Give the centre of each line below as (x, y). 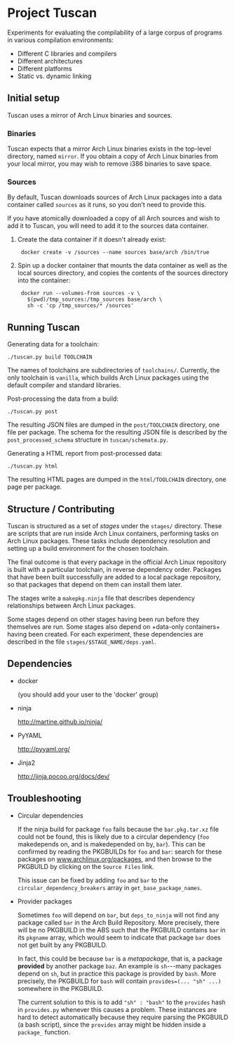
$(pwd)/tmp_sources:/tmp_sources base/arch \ (95, 300)
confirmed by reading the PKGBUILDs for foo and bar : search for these (120, 851)
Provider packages (45, 901)
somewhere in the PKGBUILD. (60, 988)
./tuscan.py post (33, 412)
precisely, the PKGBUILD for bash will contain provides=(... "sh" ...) (119, 981)
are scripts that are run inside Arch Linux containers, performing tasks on (113, 533)
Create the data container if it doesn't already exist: (92, 239)
